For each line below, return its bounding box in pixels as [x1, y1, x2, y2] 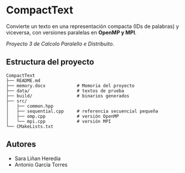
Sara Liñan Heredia [14, 155, 61, 162]
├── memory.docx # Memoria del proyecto [6, 83, 135, 89]
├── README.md [6, 77, 41, 83]
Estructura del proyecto [6, 57, 95, 67]
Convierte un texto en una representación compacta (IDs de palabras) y [6, 23, 180, 30]
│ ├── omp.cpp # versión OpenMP [6, 113, 119, 119]
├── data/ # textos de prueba [6, 88, 125, 94]
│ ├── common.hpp [6, 103, 54, 109]
